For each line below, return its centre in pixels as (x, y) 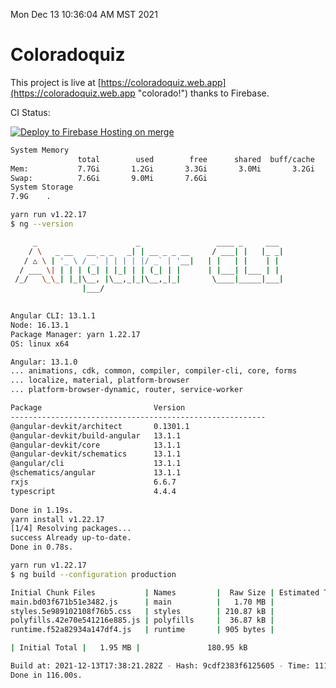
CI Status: (30, 112)
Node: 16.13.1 (40, 325)
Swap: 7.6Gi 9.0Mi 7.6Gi (109, 178)
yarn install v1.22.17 (57, 519)
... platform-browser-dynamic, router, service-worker (127, 390)
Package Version (98, 408)
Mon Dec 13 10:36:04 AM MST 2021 (84, 14)
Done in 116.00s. (46, 675)
